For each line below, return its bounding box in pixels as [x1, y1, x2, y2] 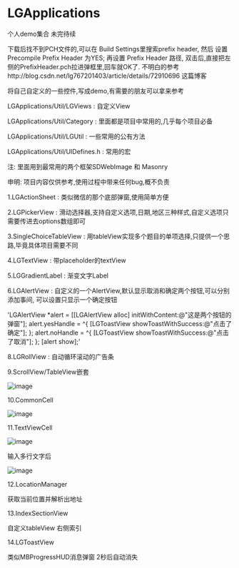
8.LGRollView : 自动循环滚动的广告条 [7, 352, 114, 361]
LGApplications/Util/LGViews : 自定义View [7, 101, 131, 110]
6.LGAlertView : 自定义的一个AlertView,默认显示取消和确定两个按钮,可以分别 [7, 286, 230, 295]
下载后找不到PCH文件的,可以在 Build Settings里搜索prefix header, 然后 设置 [7, 44, 228, 53]
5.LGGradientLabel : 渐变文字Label [7, 271, 109, 280]
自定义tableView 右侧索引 [7, 523, 82, 532]
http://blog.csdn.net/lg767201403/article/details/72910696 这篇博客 [7, 71, 207, 80]
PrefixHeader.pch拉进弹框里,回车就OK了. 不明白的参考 [19, 62, 180, 71]
